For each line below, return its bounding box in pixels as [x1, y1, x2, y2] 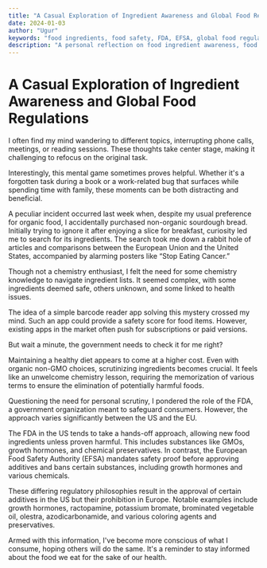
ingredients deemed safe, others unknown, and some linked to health [8, 284, 235, 293]
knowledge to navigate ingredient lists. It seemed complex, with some [8, 276, 237, 285]
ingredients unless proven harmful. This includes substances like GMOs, [8, 437, 245, 447]
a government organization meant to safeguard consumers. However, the [8, 405, 248, 414]
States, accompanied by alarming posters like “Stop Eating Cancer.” [8, 252, 230, 261]
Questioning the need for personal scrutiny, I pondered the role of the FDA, [8, 396, 253, 406]
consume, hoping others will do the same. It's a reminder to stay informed [8, 544, 250, 554]
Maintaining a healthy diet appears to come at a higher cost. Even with [8, 355, 239, 365]
